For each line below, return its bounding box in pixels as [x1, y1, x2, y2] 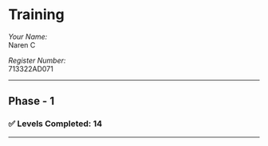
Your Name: [8, 32, 48, 41]
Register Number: [8, 56, 66, 65]
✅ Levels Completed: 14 [8, 118, 103, 129]
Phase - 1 [8, 94, 54, 108]
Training [8, 6, 65, 24]
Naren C [8, 40, 36, 49]
